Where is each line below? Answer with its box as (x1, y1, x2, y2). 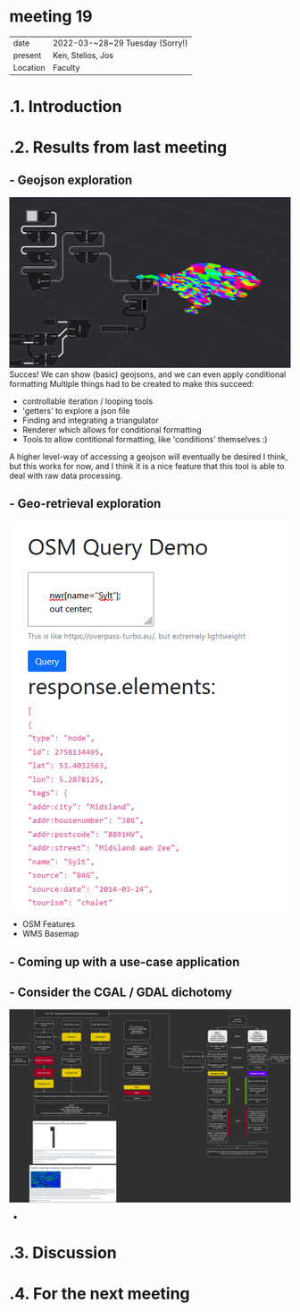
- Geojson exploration (9, 173, 133, 188)
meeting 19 (9, 6, 93, 27)
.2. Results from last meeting (9, 137, 228, 158)
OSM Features (21, 919, 76, 930)
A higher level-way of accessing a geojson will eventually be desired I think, (9, 450, 288, 462)
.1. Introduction (9, 96, 122, 116)
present (12, 49, 42, 60)
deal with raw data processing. (9, 470, 123, 481)
